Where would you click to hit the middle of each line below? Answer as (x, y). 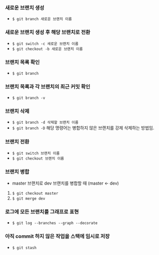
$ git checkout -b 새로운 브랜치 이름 (47, 49)
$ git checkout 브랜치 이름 (38, 158)
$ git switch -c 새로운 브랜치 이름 (45, 44)
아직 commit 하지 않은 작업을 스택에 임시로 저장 (57, 236)
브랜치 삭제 (17, 111)
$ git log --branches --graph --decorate (55, 223)
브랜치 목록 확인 (22, 62)
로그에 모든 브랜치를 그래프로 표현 (42, 212)
